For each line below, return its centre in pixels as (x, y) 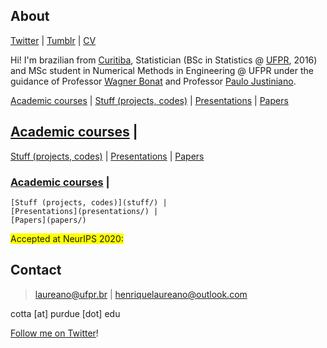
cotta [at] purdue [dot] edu (65, 313)
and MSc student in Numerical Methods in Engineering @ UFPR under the (162, 70)
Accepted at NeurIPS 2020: (67, 238)
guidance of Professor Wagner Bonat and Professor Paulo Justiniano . (153, 81)
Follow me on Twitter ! (54, 333)
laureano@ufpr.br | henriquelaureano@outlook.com (141, 294)
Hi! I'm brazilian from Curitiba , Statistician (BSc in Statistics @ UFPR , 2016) (164, 60)
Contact (36, 270)
